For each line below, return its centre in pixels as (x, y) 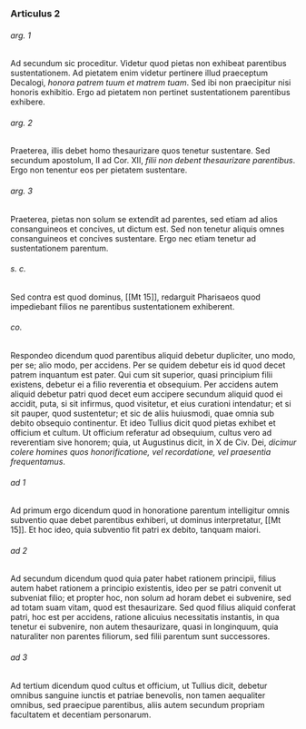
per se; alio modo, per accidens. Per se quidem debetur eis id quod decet (148, 365)
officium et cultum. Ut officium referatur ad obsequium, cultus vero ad (141, 432)
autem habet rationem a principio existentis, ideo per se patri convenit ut (146, 588)
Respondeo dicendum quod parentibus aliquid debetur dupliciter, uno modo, (153, 355)
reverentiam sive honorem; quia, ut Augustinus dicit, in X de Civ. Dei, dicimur (153, 442)
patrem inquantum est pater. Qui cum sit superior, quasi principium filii (142, 374)
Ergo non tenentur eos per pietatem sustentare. (99, 170)
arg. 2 (21, 123)
